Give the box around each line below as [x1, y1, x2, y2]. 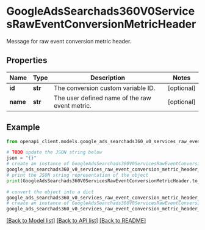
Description [90, 73, 126, 82]
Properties [6, 55, 48, 65]
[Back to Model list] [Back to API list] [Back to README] [6, 217, 146, 224]
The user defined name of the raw [54, 94, 151, 102]
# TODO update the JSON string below [6, 149, 103, 155]
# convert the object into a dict [6, 188, 95, 195]
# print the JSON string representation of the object [6, 172, 149, 178]
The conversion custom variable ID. [54, 84, 156, 92]
